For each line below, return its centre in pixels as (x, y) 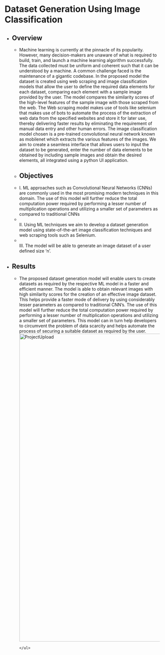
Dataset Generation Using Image (73, 9)
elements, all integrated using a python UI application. (74, 160)
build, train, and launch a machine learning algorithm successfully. (86, 60)
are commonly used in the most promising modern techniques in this (89, 193)
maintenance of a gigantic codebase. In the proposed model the (84, 76)
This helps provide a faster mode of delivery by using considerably (87, 299)
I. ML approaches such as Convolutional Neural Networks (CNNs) (86, 188)
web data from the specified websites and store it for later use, (83, 118)
